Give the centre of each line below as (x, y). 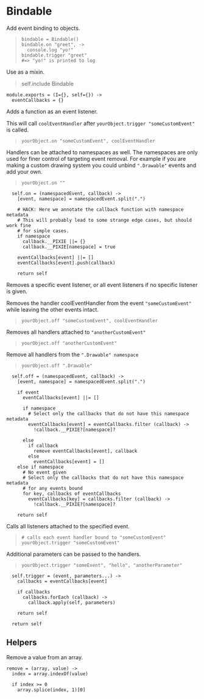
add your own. (24, 171)
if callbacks (34, 592)
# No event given (44, 472)
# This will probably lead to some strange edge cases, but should (104, 220)
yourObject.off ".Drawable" (57, 366)
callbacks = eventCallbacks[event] (62, 581)
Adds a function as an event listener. (52, 112)
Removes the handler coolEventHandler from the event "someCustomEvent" (99, 303)
